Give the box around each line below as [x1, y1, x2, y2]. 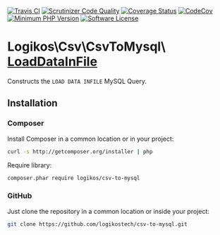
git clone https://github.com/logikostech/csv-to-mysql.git [7, 220, 188, 228]
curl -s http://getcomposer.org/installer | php [7, 148, 153, 155]
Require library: [7, 160, 52, 169]
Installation [7, 97, 58, 109]
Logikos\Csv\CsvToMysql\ [7, 39, 166, 55]
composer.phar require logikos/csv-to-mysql [7, 174, 140, 182]
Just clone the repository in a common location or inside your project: [7, 207, 210, 215]
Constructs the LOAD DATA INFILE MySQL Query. [7, 77, 147, 85]
